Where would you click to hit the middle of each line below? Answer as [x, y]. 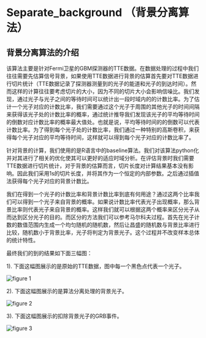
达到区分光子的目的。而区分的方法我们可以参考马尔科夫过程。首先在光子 [103, 217]
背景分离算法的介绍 [43, 52]
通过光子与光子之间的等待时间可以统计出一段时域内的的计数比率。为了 [105, 99]
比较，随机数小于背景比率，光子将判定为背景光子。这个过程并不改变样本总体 [103, 232]
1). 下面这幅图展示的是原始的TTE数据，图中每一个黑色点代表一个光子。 [96, 266]
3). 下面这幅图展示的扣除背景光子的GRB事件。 [64, 316]
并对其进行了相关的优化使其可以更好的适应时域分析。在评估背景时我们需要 [100, 158]
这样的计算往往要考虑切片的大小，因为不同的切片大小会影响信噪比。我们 [103, 91]
